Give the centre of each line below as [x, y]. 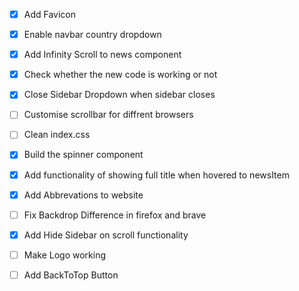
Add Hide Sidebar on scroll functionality [106, 235]
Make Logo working [65, 255]
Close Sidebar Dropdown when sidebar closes [119, 95]
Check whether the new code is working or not [120, 75]
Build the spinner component [83, 155]
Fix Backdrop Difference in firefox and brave [115, 215]
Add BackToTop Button [71, 275]
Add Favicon [50, 14]
